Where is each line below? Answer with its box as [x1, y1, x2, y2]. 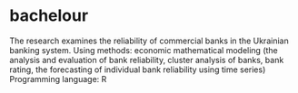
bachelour [9, 5, 89, 26]
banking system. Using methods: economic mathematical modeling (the [9, 44, 279, 55]
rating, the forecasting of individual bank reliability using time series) [9, 64, 266, 75]
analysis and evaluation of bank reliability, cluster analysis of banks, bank [9, 54, 284, 65]
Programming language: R [9, 73, 107, 84]
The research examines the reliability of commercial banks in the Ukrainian [9, 35, 289, 46]
